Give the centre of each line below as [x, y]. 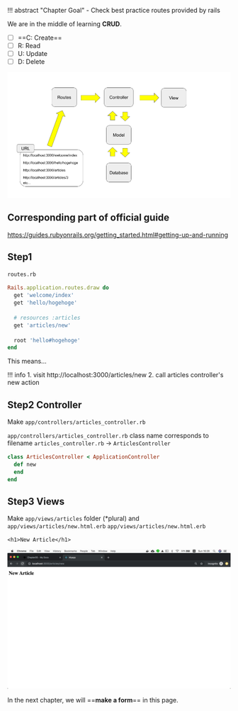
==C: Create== [40, 38]
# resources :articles [47, 318]
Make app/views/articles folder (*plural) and [73, 519]
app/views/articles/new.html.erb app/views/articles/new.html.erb [107, 527]
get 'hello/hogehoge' [46, 303]
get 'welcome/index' [44, 296]
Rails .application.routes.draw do [58, 288]
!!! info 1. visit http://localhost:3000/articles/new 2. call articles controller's [115, 375]
